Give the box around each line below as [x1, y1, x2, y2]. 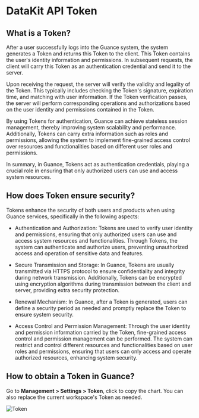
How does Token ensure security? [6, 191, 135, 201]
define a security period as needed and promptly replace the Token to [14, 304, 187, 311]
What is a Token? [6, 28, 71, 38]
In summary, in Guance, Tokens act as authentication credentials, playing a [6, 161, 189, 168]
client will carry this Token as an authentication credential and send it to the [6, 63, 191, 70]
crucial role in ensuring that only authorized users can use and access [6, 167, 178, 174]
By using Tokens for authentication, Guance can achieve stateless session [6, 117, 188, 125]
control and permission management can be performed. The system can [14, 335, 193, 342]
